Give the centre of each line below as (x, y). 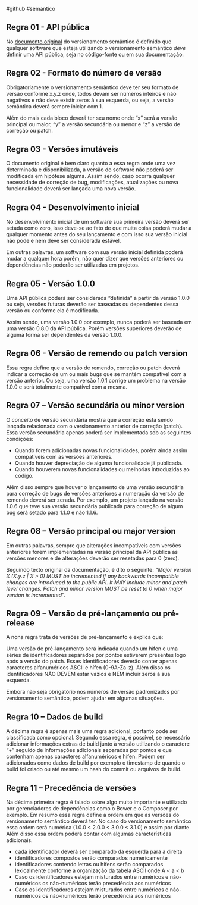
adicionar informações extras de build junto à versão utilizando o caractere (98, 744)
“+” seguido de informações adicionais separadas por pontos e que (89, 750)
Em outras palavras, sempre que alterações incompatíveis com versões (94, 545)
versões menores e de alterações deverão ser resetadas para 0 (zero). (93, 558)
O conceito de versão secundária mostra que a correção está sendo (90, 419)
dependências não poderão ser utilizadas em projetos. (73, 265)
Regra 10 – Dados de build (55, 717)
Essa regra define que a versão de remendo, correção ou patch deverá (93, 368)
